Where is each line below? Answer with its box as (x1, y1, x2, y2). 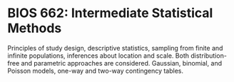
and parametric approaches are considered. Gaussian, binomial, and (21, 58, 223, 67)
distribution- (190, 51, 227, 60)
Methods (7, 20, 62, 36)
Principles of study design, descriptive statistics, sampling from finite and (7, 43, 223, 52)
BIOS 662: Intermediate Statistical (7, 5, 213, 21)
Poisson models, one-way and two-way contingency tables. (7, 66, 184, 75)
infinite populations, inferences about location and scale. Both (7, 51, 190, 60)
